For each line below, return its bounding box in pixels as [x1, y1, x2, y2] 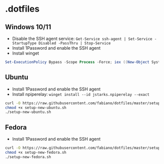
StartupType [12, 41, 37, 46]
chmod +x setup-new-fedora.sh [5, 150, 67, 155]
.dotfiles [5, 3, 40, 15]
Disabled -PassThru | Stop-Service [38, 41, 111, 46]
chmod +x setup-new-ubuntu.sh [5, 105, 67, 110]
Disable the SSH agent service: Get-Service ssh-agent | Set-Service [12, 36, 153, 41]
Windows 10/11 [5, 23, 51, 31]
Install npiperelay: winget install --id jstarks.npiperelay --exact [12, 91, 150, 97]
